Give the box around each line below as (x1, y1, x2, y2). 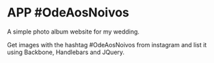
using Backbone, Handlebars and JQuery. (7, 48, 125, 56)
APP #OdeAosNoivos (7, 5, 130, 21)
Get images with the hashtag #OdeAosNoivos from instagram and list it (7, 40, 207, 49)
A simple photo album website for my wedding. (7, 27, 140, 36)
